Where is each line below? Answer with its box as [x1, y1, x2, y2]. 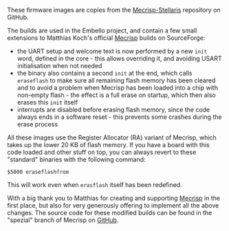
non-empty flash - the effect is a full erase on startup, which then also [17, 91, 216, 99]
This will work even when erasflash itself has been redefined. [7, 181, 182, 188]
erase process [17, 120, 58, 128]
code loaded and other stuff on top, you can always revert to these [7, 148, 197, 156]
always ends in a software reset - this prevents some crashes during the [17, 113, 222, 121]
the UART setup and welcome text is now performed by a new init [17, 47, 208, 55]
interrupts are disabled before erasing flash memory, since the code [17, 106, 210, 113]
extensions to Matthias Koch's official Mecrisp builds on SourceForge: [7, 34, 206, 42]
